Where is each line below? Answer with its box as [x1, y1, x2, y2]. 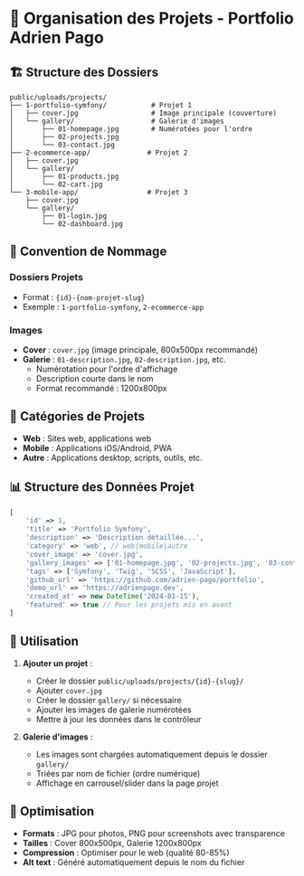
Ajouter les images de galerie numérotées [35, 704, 192, 715]
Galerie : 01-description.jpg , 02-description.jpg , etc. [22, 353, 226, 364]
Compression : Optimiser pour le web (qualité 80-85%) [22, 847, 230, 858]
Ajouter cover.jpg [35, 684, 102, 695]
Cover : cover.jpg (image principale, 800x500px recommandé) [22, 344, 259, 355]
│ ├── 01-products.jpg [9, 172, 119, 181]
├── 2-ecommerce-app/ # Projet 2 [9, 148, 188, 157]
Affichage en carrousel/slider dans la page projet [35, 777, 219, 788]
